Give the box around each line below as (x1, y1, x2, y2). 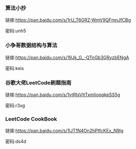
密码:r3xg (5, 102, 25, 108)
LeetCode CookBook (5, 115, 57, 123)
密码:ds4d (5, 138, 26, 144)
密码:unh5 (5, 28, 26, 34)
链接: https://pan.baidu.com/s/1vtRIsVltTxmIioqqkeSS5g (5, 92, 120, 98)
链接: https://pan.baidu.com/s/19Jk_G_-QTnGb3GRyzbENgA (5, 54, 129, 61)
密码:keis (5, 65, 24, 71)
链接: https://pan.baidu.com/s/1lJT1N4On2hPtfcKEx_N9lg (5, 128, 124, 134)
